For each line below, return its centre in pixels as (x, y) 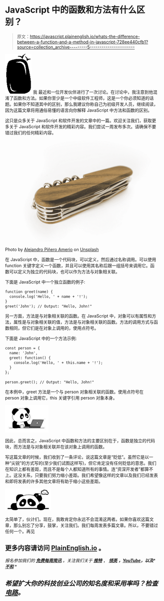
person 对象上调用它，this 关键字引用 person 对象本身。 (61, 398)
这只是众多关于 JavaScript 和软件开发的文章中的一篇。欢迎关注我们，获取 (79, 120)
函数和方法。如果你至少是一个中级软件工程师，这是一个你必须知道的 (81, 98)
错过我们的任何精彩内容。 (31, 133)
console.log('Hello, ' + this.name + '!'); (58, 363)
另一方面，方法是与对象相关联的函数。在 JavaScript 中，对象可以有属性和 (79, 316)
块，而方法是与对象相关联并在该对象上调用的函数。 (56, 447)
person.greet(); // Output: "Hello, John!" (50, 382)
